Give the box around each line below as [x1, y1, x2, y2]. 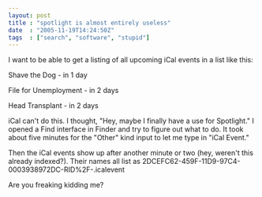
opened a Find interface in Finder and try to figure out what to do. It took [8, 125, 244, 134]
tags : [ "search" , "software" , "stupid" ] [8, 33, 150, 42]
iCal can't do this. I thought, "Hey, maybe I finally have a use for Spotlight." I [8, 116, 254, 126]
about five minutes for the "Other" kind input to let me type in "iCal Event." [8, 133, 250, 143]
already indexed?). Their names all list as [8, 157, 140, 166]
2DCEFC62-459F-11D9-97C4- [141, 157, 241, 166]
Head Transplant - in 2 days [8, 101, 99, 110]
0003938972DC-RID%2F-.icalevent [8, 165, 125, 174]
